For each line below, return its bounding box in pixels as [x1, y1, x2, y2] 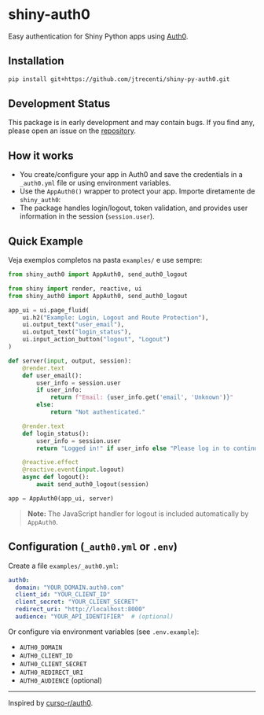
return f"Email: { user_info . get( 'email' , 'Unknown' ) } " [49, 393, 234, 402]
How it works [8, 149, 74, 162]
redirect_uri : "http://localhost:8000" [15, 606, 146, 614]
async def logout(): [22, 474, 90, 481]
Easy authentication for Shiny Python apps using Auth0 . [8, 31, 189, 41]
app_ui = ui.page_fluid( [8, 306, 90, 314]
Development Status [8, 97, 111, 111]
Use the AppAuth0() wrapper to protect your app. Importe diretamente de [19, 186, 255, 196]
